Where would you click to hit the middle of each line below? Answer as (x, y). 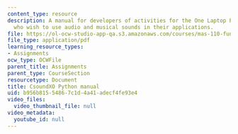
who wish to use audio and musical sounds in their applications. (114, 27)
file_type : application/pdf (49, 40)
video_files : (27, 100)
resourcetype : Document (42, 80)
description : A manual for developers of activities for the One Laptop (117, 21)
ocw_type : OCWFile (34, 60)
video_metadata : (31, 113)
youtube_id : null (39, 119)
